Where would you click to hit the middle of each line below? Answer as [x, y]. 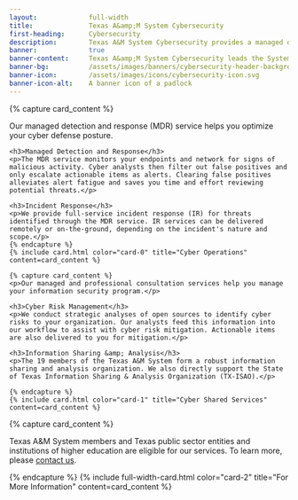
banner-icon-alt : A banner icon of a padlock [101, 83]
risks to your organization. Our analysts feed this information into [142, 322]
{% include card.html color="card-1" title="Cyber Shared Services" [138, 400]
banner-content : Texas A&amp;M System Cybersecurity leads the [137, 59]
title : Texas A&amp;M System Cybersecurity [117, 26]
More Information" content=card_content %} [91, 486]
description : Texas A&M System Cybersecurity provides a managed [146, 42]
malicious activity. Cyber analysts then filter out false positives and [149, 167]
